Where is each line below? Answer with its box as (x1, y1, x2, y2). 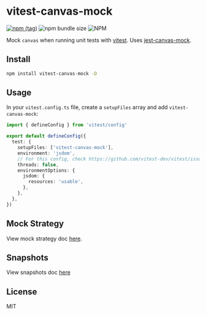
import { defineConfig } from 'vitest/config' (6, 122, 128, 128)
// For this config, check (17, 156, 86, 162)
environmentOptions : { (17, 167, 75, 173)
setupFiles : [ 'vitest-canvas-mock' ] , (17, 145, 114, 151)
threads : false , (17, 161, 59, 168)
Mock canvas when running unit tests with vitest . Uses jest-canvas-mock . (6, 36, 192, 44)
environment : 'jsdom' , (17, 150, 75, 156)
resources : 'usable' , (28, 179, 84, 185)
